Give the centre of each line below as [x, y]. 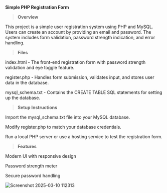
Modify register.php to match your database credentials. [63, 127]
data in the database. [27, 83]
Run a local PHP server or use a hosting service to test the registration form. [84, 137]
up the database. [23, 98]
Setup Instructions [37, 107]
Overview [28, 17]
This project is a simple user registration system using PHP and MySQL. [79, 27]
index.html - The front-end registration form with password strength [75, 62]
